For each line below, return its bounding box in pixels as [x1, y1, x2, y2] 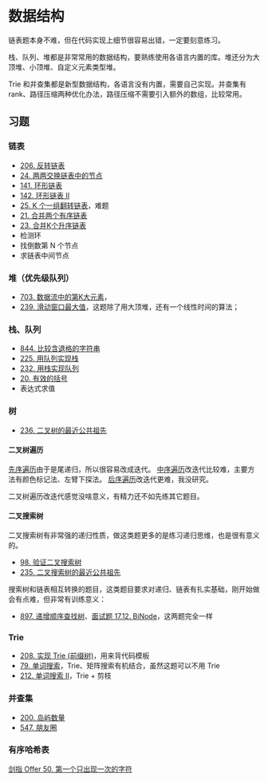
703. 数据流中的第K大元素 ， [19, 292, 112, 301]
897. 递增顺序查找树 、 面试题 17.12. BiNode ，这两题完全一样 [19, 611, 214, 620]
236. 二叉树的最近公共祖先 [19, 425, 108, 435]
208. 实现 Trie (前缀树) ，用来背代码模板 [19, 651, 150, 660]
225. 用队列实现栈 [19, 353, 79, 364]
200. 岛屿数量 [19, 712, 65, 722]
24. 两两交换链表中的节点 [19, 170, 103, 180]
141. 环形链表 [19, 181, 62, 190]
